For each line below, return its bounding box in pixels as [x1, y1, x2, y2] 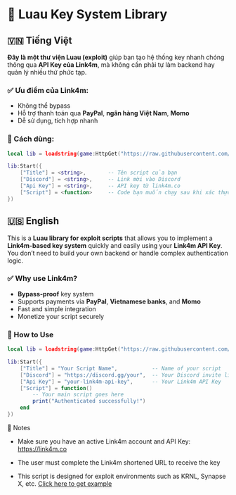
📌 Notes [7, 423, 31, 432]
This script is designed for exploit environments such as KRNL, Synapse [17, 472, 226, 480]
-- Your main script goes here [32, 391, 124, 399]
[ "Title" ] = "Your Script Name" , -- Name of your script [20, 365, 221, 372]
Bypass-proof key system [17, 289, 94, 298]
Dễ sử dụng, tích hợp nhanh [17, 116, 98, 125]
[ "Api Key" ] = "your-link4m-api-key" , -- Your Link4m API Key [20, 378, 221, 385]
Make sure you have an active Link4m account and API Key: [17, 437, 191, 446]
